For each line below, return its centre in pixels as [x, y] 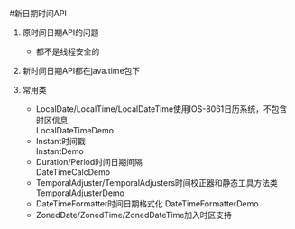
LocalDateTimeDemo [75, 130]
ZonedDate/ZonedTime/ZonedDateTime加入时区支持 [134, 215]
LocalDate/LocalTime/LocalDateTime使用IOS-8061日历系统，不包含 [161, 109]
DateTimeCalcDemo [73, 172]
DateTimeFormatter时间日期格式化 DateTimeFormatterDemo [147, 204]
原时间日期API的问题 [60, 32]
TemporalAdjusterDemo [80, 193]
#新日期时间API [38, 13]
